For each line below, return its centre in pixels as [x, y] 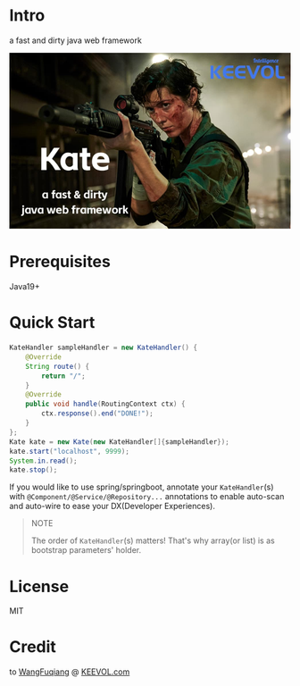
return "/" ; [64, 376]
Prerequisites [60, 262]
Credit [33, 647]
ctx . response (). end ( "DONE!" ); [97, 414]
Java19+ [25, 287]
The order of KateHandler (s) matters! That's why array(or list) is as [153, 540]
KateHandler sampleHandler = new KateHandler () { [104, 348]
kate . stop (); [33, 470]
